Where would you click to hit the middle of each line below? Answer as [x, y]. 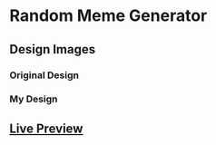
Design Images [53, 49]
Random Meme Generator [108, 16]
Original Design [44, 75]
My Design [34, 99]
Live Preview [46, 128]
